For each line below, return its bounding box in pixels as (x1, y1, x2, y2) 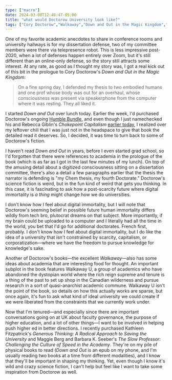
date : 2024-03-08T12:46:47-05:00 (5, 12, 77, 17)
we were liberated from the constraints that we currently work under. (5, 299, 150, 305)
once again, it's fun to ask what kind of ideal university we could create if (5, 294, 160, 300)
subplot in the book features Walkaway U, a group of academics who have (5, 266, 162, 273)
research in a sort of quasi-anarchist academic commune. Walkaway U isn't (5, 282, 165, 288)
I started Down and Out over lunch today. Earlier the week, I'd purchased (5, 111, 159, 117)
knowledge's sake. (5, 245, 45, 251)
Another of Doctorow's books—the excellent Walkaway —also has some (5, 255, 157, 261)
